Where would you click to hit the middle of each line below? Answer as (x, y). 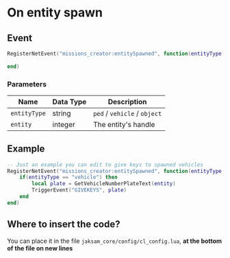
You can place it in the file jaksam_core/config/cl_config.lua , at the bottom (115, 241)
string (62, 113)
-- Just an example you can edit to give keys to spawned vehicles (105, 165)
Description (127, 102)
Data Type (69, 102)
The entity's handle (124, 124)
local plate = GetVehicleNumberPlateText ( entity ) (104, 184)
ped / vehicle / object (128, 113)
